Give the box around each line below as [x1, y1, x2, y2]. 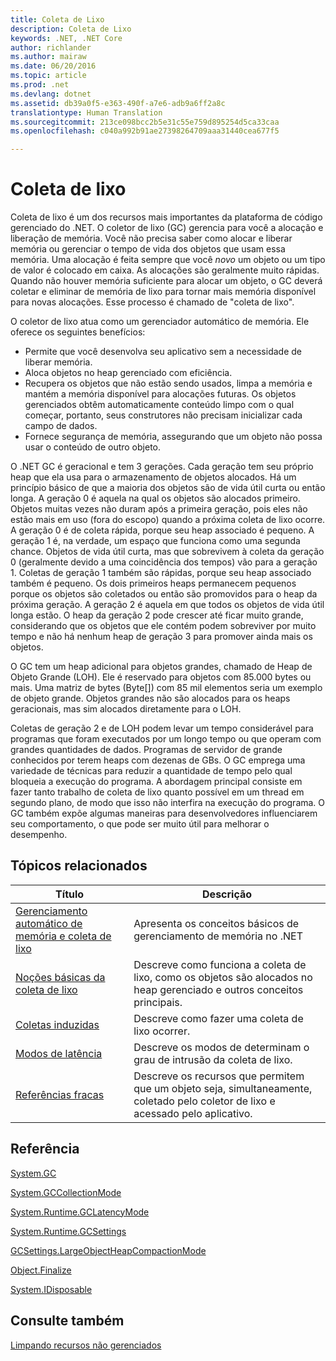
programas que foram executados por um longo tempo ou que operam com [10, 733, 322, 745]
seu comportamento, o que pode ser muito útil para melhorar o [10, 818, 270, 830]
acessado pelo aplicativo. [133, 1106, 253, 1120]
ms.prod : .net [10, 80, 70, 90]
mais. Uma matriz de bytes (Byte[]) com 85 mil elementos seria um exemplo [10, 682, 323, 694]
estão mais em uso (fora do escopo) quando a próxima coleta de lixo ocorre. [10, 514, 326, 526]
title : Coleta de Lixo [10, 14, 105, 25]
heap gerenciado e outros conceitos [133, 982, 304, 996]
